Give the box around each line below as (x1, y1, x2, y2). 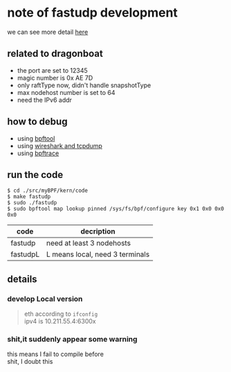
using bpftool (17, 134, 55, 143)
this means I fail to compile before (7, 350, 104, 358)
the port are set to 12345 (17, 66, 88, 74)
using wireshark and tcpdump (17, 141, 102, 150)
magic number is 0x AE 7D (17, 73, 93, 82)
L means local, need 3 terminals (46, 249, 150, 259)
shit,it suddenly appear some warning (7, 334, 138, 344)
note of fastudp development (7, 5, 178, 21)
